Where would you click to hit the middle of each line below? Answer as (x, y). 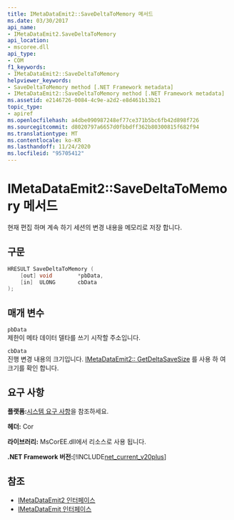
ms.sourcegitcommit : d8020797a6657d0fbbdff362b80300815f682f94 (103, 127)
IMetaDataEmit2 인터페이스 (56, 500)
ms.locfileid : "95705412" (46, 154)
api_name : (22, 27)
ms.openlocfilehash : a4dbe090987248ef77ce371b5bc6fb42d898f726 (103, 120)
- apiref (20, 114)
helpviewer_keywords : (40, 80)
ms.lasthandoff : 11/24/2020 (49, 147)
